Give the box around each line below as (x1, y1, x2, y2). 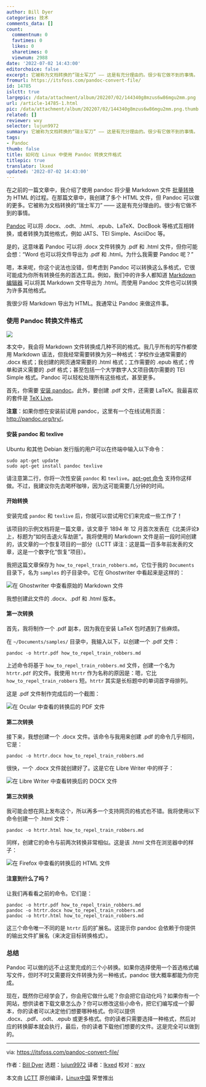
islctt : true (6, 89, 40, 95)
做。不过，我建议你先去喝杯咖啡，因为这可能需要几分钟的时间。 (6, 482, 167, 490)
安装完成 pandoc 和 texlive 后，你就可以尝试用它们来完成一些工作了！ (6, 512, 183, 519)
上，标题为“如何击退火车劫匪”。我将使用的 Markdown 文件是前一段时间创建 (6, 532, 197, 540)
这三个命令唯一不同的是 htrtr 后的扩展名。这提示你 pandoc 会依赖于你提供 (6, 924, 196, 931)
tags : (6, 134, 20, 141)
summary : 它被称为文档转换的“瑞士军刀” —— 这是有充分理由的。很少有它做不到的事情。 (6, 129, 198, 135)
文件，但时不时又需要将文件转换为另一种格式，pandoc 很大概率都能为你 (11, 971, 194, 978)
